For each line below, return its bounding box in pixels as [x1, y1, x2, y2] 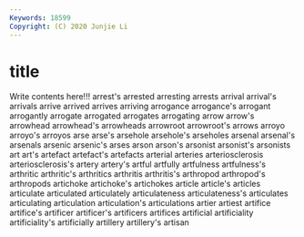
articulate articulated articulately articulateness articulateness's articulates [9, 188, 289, 199]
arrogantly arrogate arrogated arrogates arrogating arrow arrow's [9, 110, 255, 121]
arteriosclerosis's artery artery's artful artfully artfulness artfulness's [9, 159, 267, 170]
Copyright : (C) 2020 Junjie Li [9, 22, 128, 31]
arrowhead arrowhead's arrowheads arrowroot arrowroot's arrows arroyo [9, 120, 285, 131]
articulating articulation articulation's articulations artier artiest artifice [9, 198, 271, 209]
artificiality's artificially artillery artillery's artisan [9, 217, 189, 228]
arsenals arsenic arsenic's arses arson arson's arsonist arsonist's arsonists [9, 139, 291, 150]
